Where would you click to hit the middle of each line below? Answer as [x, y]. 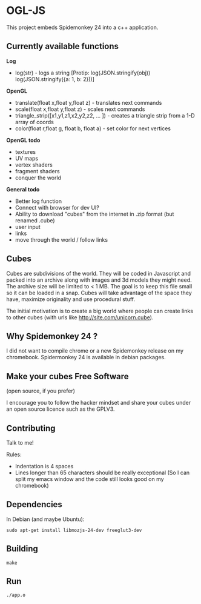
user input [28, 227]
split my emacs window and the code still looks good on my [90, 479]
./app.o [16, 595]
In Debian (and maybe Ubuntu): [45, 519]
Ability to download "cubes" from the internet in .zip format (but [94, 214]
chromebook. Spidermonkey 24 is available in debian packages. [86, 357]
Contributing [31, 428]
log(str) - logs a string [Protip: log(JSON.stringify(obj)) [83, 73]
